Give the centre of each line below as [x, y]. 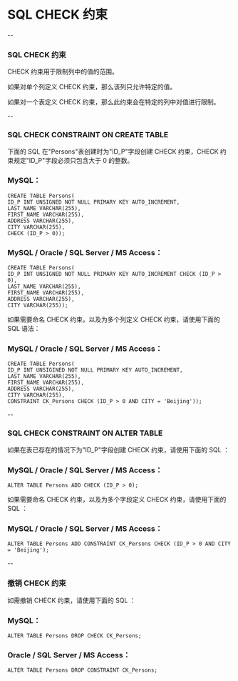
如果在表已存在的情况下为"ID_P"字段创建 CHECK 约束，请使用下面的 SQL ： [119, 449]
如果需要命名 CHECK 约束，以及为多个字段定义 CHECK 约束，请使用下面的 [117, 499]
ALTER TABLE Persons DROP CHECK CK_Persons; [74, 636]
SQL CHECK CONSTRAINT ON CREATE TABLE [88, 135]
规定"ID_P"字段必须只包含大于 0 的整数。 [73, 160]
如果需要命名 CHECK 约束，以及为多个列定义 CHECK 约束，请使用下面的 [114, 319]
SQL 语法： [24, 329]
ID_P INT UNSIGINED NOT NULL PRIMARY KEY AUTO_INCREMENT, [95, 370]
